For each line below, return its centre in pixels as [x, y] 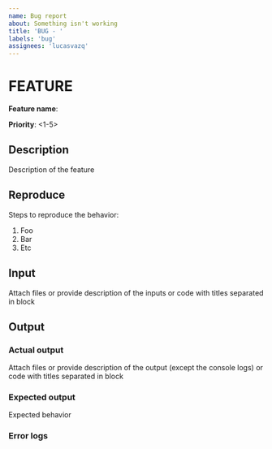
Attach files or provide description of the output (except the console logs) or [136, 368]
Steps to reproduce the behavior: [64, 214]
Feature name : [33, 109]
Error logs [28, 436]
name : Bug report [38, 16]
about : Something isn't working [63, 24]
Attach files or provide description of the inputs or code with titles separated [136, 292]
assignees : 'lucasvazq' [49, 46]
